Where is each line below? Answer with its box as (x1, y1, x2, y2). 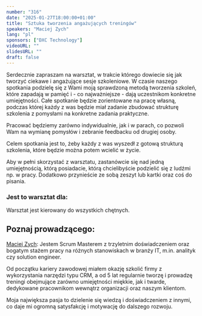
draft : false (6, 54, 39, 60)
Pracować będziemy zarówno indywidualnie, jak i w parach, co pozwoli (6, 121, 184, 128)
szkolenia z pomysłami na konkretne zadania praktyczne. (6, 110, 149, 117)
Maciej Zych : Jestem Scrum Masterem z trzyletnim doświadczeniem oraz (6, 240, 190, 247)
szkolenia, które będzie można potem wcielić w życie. (6, 146, 141, 153)
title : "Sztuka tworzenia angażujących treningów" (6, 20, 137, 26)
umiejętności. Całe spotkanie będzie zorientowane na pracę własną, (6, 97, 177, 104)
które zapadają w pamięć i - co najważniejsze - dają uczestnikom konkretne (6, 90, 196, 97)
